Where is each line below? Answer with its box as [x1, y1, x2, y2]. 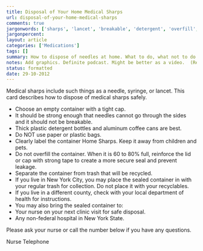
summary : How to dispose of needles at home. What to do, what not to [6, 54, 188, 60]
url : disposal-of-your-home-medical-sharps [6, 15, 118, 21]
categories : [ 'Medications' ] [6, 43, 80, 49]
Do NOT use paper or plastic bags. [14, 131, 101, 139]
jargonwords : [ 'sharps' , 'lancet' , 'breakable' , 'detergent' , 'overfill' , [6, 25, 199, 32]
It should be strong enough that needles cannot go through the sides [14, 112, 187, 119]
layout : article [6, 37, 47, 43]
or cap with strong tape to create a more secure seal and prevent [14, 157, 177, 164]
